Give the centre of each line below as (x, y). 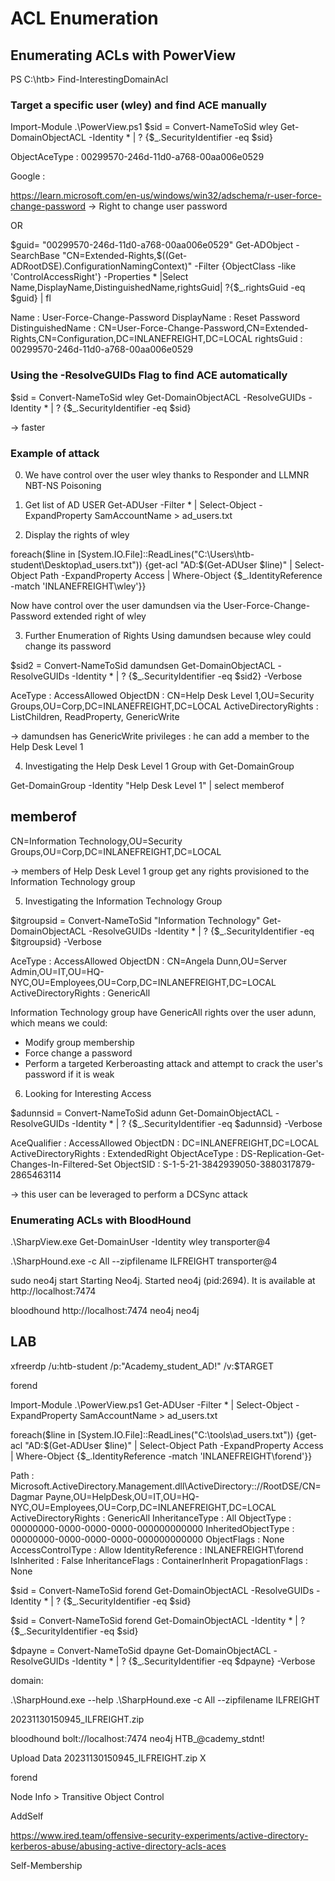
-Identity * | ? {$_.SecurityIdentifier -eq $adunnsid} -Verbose (197, 1123)
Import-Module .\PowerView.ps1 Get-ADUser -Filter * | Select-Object (152, 1404)
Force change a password (78, 1053)
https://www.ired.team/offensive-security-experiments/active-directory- (159, 1835)
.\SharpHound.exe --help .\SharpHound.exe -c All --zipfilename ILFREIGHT (165, 1699)
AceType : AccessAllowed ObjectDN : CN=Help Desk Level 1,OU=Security (162, 695)
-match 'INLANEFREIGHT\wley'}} (78, 586)
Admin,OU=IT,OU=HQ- (57, 971)
